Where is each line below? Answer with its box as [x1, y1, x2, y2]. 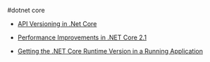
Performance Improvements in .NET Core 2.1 [17, 33, 147, 42]
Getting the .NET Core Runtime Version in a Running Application [17, 47, 203, 55]
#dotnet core [7, 6, 45, 14]
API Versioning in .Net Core [17, 20, 97, 27]
